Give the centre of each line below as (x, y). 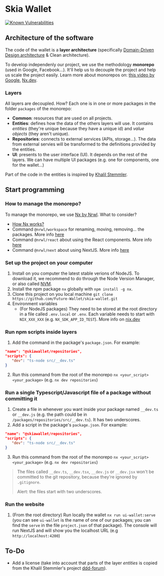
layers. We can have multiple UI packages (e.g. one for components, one (85, 160)
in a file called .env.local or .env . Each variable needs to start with (87, 314)
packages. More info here (38, 234)
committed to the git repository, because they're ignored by (77, 477)
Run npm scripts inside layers (41, 332)
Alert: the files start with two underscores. (59, 491)
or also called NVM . (32, 284)
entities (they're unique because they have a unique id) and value (78, 129)
